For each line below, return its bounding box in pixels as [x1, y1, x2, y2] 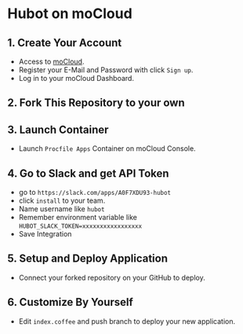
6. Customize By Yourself [7, 295, 134, 309]
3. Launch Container [7, 123, 109, 136]
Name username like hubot [18, 204, 105, 214]
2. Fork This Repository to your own [7, 96, 185, 110]
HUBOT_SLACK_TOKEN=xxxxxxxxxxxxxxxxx [18, 222, 143, 230]
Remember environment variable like [18, 213, 138, 222]
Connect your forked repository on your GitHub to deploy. [18, 273, 205, 282]
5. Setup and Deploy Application [7, 252, 168, 266]
